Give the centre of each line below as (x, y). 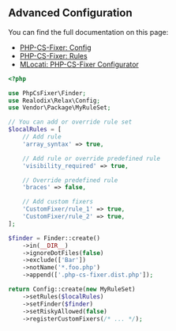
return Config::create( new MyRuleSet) (72, 289)
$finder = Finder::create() (54, 238)
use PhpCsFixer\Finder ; (47, 93)
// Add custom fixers (58, 202)
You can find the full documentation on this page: (88, 32)
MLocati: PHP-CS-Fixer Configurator (79, 64)
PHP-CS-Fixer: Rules (54, 55)
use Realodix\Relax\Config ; (54, 101)
